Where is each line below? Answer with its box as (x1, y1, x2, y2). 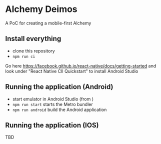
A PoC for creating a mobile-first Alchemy (5, 20, 91, 26)
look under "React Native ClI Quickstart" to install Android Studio (5, 68, 138, 74)
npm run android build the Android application (12, 106, 107, 112)
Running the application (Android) (5, 82, 113, 91)
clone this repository (12, 47, 55, 53)
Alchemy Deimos (5, 3, 77, 15)
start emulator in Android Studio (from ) (12, 96, 94, 102)
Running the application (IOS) (5, 121, 99, 129)
